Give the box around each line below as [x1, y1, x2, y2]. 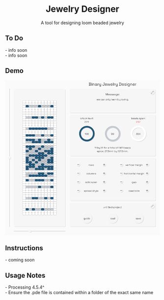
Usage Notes [5, 271, 46, 279]
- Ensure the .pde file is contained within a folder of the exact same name [5, 290, 154, 296]
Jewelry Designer [46, 3, 119, 15]
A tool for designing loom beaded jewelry [41, 20, 124, 26]
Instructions [5, 244, 43, 252]
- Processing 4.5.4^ [5, 284, 45, 290]
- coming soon [5, 257, 35, 263]
